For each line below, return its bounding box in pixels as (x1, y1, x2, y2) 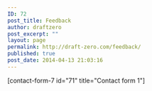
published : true (7, 50, 55, 58)
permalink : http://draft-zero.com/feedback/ (7, 43, 141, 50)
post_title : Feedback (7, 17, 72, 24)
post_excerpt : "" (7, 30, 59, 38)
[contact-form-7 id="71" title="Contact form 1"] (7, 76, 146, 85)
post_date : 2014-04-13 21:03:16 (7, 57, 103, 64)
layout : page (7, 37, 46, 44)
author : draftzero (7, 23, 62, 31)
